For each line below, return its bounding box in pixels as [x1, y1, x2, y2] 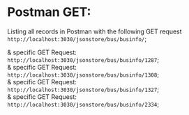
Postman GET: [7, 4, 91, 20]
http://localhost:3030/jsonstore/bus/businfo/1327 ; [7, 85, 159, 93]
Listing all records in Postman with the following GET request [7, 27, 183, 36]
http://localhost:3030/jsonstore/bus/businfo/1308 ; [7, 70, 159, 79]
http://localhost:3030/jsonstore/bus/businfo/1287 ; [7, 55, 159, 63]
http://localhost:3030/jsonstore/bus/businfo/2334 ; [7, 100, 159, 108]
